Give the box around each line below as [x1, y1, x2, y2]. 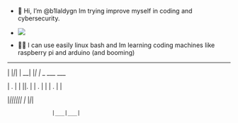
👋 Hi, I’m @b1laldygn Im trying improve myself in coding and [17, 7, 193, 15]
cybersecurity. [17, 14, 60, 22]
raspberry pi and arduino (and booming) [17, 48, 135, 56]
